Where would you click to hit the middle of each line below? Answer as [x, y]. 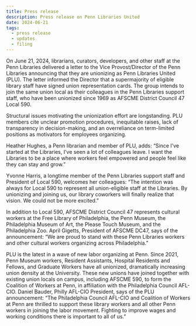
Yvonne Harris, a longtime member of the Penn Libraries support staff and [96, 176]
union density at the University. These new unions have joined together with [98, 273]
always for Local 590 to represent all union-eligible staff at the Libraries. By [97, 188]
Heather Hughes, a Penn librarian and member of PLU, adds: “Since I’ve [93, 145]
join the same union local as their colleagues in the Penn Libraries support [95, 92]
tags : [13, 28]
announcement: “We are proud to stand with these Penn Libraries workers [95, 236]
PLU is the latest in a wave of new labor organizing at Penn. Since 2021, [92, 254]
